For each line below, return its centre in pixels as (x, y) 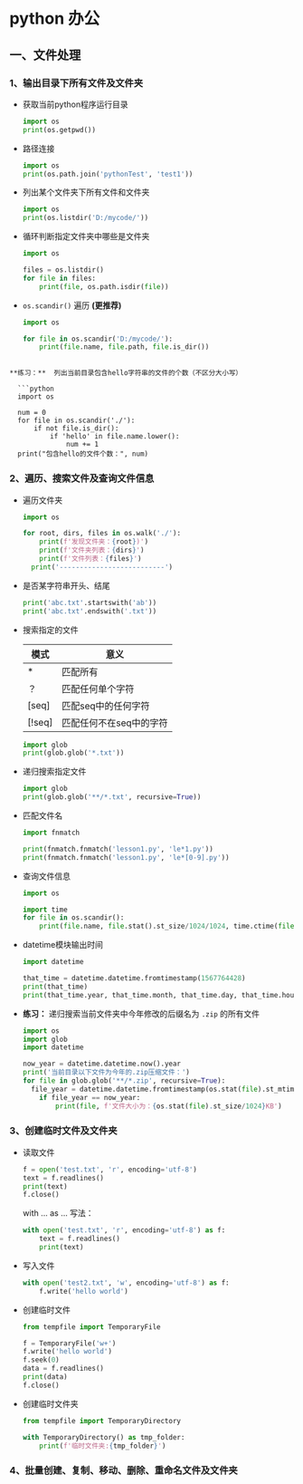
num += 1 (83, 445)
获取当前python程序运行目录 (75, 104)
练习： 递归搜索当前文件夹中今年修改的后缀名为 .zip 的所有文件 (141, 1013)
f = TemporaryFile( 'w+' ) (69, 1343)
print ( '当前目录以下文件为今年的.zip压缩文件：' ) (106, 1073)
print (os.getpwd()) (59, 130)
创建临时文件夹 (50, 1403)
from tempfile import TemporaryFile (91, 1327)
